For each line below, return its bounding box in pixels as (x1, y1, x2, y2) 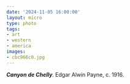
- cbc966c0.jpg (6, 54, 45, 60)
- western (6, 37, 32, 43)
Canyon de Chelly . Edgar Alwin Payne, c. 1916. (6, 71, 125, 78)
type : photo (6, 20, 37, 26)
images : (6, 49, 26, 55)
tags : (6, 26, 20, 32)
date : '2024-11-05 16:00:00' (6, 9, 81, 15)
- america (6, 43, 32, 49)
